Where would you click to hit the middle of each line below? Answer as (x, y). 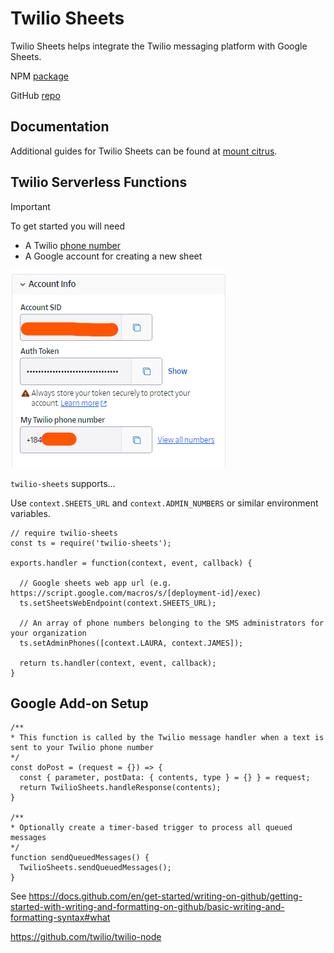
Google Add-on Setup (79, 703)
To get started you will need (67, 226)
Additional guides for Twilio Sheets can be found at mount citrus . (144, 151)
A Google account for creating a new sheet (113, 256)
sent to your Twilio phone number (82, 748)
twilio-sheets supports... (63, 483)
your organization (48, 633)
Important (30, 206)
